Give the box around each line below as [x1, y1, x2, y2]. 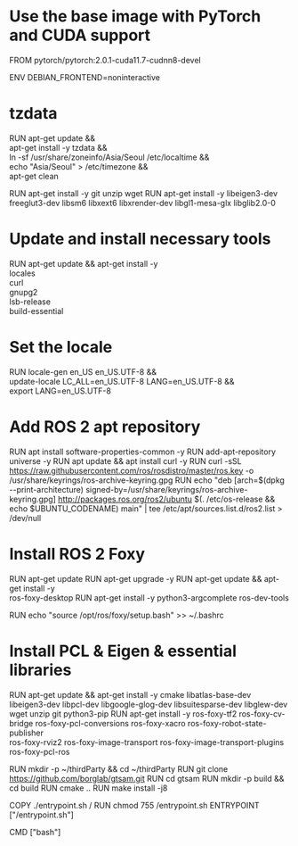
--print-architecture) [9, 484, 85, 494]
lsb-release [9, 296, 52, 307]
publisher [9, 727, 44, 738]
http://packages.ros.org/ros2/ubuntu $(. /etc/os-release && [57, 493, 276, 504]
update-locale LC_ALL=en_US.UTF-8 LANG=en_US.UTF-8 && [9, 376, 235, 386]
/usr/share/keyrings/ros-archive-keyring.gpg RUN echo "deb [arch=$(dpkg [9, 475, 285, 485]
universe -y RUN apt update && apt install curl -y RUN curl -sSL [9, 455, 242, 466]
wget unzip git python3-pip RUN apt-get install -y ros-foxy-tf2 [9, 708, 238, 719]
